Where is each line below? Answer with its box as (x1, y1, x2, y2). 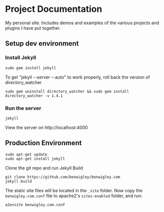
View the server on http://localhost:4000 (5, 125, 88, 130)
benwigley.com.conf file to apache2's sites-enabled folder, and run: (5, 193, 142, 199)
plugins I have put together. (5, 25, 61, 31)
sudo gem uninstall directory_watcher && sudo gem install (5, 89, 129, 94)
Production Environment (5, 139, 82, 147)
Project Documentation (5, 3, 102, 15)
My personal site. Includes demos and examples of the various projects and (5, 20, 160, 26)
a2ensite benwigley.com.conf (5, 202, 65, 207)
